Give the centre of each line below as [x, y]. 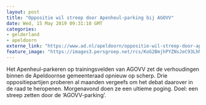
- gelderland [23, 35]
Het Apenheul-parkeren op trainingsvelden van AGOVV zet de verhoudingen [103, 69]
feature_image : [26, 52]
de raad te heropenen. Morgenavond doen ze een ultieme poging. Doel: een [102, 89]
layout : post [23, 12]
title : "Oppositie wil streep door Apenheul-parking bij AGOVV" [90, 18]
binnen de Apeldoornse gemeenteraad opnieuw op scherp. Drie [87, 75]
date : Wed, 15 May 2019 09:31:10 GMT [55, 23]
